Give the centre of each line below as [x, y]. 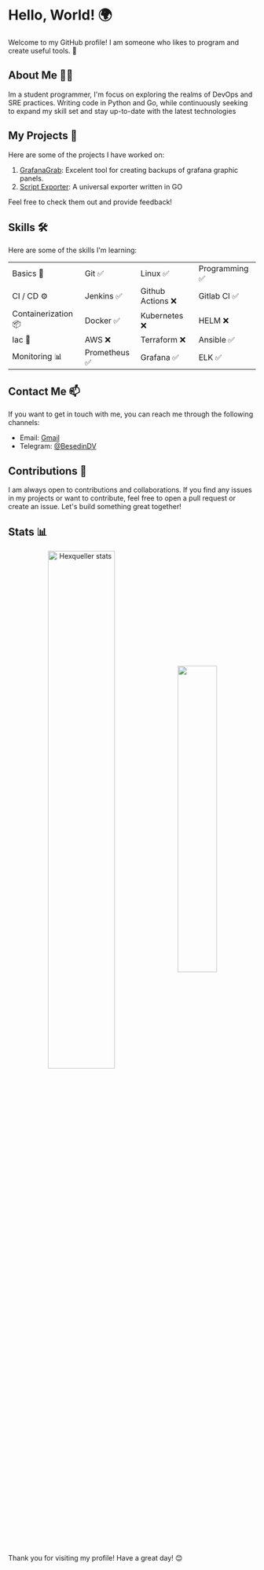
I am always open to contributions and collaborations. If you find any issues [130, 490]
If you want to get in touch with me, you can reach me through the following [131, 414]
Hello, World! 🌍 [60, 15]
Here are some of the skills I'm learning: [73, 250]
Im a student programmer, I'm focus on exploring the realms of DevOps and [130, 94]
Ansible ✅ [217, 340]
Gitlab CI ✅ [219, 296]
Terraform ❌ [163, 340]
